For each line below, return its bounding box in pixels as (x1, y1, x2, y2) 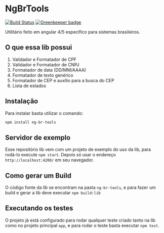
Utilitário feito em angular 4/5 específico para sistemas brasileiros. (5, 29, 140, 35)
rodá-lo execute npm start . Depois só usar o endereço (5, 152, 116, 158)
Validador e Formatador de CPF (12, 56, 77, 62)
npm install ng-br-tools (5, 120, 56, 125)
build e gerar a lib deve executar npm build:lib (5, 190, 101, 196)
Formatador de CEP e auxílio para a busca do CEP (12, 77, 115, 83)
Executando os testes (5, 204, 73, 213)
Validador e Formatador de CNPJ (12, 61, 80, 67)
